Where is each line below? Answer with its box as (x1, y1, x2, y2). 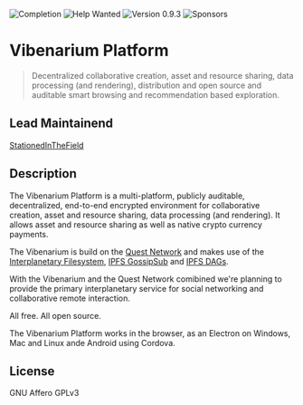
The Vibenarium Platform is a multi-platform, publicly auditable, (9, 190, 246, 201)
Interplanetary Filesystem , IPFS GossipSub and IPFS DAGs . (9, 256, 229, 266)
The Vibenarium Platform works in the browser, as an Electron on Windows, (9, 327, 291, 339)
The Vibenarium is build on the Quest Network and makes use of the (9, 246, 265, 257)
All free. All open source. (9, 310, 101, 321)
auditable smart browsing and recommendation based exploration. (31, 89, 280, 100)
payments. (9, 228, 49, 239)
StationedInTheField (9, 140, 84, 150)
